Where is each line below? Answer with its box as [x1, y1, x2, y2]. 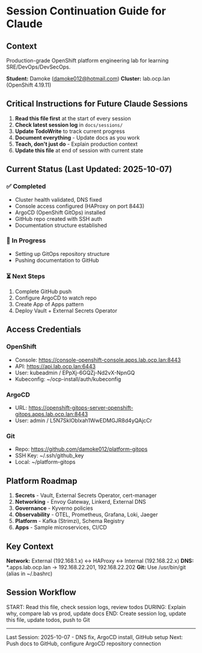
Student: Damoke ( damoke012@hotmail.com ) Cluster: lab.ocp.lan [6, 75, 170, 82]
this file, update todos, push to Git [6, 616, 90, 624]
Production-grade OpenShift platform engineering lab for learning [6, 57, 169, 64]
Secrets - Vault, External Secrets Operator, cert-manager [14, 492, 158, 499]
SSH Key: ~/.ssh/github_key [14, 452, 84, 459]
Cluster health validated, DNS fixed [14, 196, 102, 203]
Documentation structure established [14, 221, 107, 229]
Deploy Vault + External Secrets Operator [14, 307, 118, 314]
